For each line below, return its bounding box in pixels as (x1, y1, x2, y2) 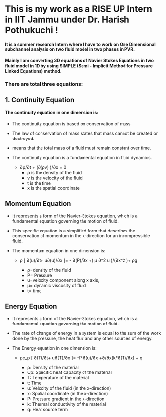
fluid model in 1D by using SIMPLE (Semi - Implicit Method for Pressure (5, 63, 153, 69)
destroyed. (12, 135, 35, 141)
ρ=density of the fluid (27, 267, 71, 273)
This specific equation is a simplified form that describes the (12, 228, 136, 233)
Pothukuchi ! (5, 25, 58, 36)
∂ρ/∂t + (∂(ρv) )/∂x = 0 (19, 164, 67, 170)
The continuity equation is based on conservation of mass (12, 120, 131, 127)
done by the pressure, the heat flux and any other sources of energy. (12, 335, 153, 341)
